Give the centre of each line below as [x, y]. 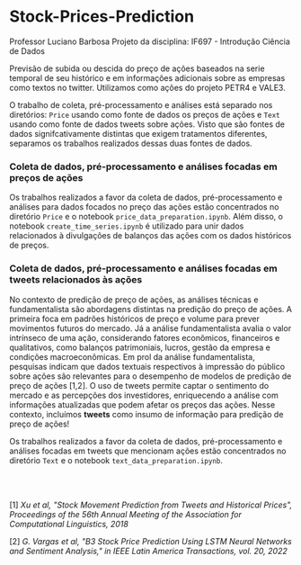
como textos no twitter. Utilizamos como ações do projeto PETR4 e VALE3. [147, 87]
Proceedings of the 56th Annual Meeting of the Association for [126, 514]
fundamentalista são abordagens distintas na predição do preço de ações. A [150, 309]
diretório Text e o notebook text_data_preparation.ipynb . [116, 460]
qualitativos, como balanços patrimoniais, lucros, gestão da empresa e [140, 347]
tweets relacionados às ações [76, 280]
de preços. [29, 246]
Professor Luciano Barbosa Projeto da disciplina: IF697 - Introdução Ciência [150, 41]
